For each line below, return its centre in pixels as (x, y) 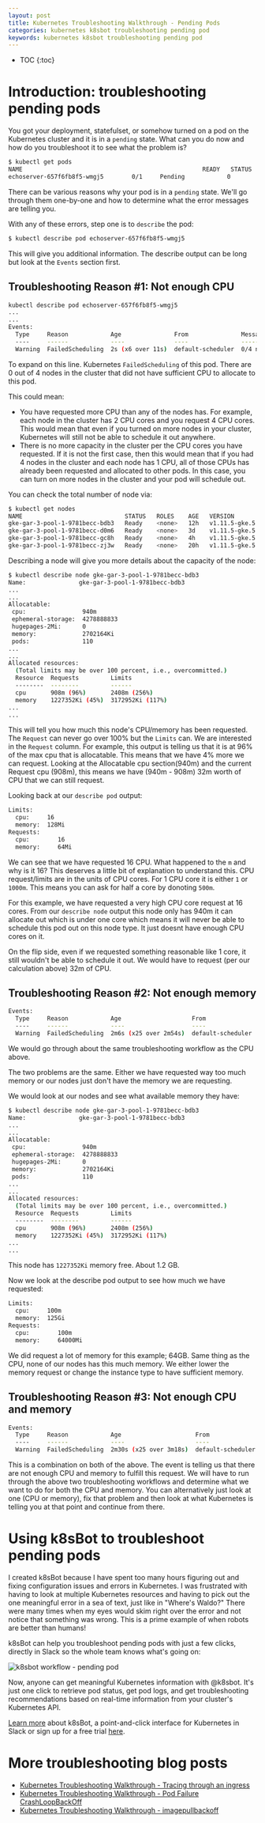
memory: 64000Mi (49, 1340)
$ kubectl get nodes (42, 509)
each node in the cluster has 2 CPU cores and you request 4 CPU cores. (137, 420)
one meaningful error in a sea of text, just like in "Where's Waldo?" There (127, 1602)
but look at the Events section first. (64, 262)
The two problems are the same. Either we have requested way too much (127, 1072)
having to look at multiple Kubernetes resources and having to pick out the (129, 1594)
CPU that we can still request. (56, 781)
